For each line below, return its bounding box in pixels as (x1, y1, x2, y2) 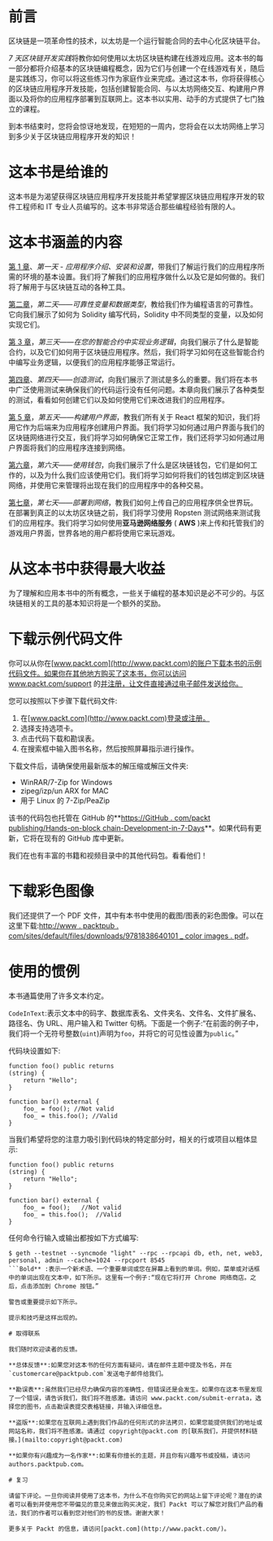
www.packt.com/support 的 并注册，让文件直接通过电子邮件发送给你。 (8, 679, 244, 688)
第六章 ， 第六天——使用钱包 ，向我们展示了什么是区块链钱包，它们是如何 (8, 460, 251, 469)
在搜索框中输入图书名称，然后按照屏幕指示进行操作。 (19, 744, 199, 753)
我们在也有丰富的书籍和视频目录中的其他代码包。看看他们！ (8, 850, 208, 860)
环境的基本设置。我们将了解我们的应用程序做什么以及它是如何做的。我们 (22, 272, 265, 282)
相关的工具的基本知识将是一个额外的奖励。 (22, 598, 165, 608)
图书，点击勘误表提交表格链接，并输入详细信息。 (26, 1403, 167, 1411)
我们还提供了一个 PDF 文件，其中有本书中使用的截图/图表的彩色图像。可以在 (8, 910, 264, 920)
